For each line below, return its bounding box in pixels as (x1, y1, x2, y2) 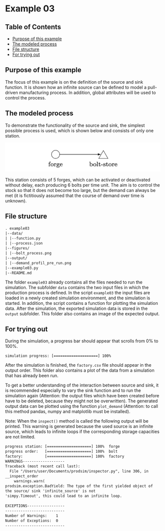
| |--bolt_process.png (5, 250, 52, 255)
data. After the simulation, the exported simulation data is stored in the (5, 305, 148, 311)
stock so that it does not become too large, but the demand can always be (5, 187, 156, 193)
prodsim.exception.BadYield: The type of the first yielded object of (5, 483, 153, 489)
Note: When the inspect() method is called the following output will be (5, 418, 149, 424)
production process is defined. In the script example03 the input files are (5, 290, 150, 295)
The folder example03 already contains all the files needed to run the (5, 279, 143, 285)
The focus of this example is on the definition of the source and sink (5, 79, 143, 85)
